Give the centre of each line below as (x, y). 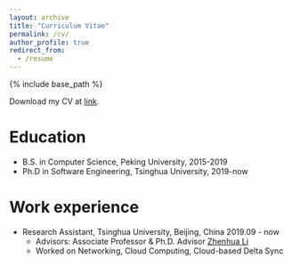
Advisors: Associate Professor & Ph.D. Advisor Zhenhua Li (142, 241)
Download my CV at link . (54, 101)
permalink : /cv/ (39, 34)
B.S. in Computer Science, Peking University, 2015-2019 (125, 162)
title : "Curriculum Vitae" (59, 26)
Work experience (74, 208)
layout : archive (39, 17)
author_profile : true (49, 42)
